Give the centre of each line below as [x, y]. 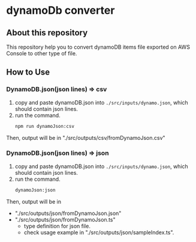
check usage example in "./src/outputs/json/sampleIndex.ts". [99, 232]
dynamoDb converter [61, 11]
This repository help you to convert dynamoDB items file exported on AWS [98, 47]
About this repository [47, 33]
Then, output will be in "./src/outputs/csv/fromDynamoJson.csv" [86, 138]
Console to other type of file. [42, 53]
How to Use [28, 72]
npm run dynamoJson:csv [45, 126]
